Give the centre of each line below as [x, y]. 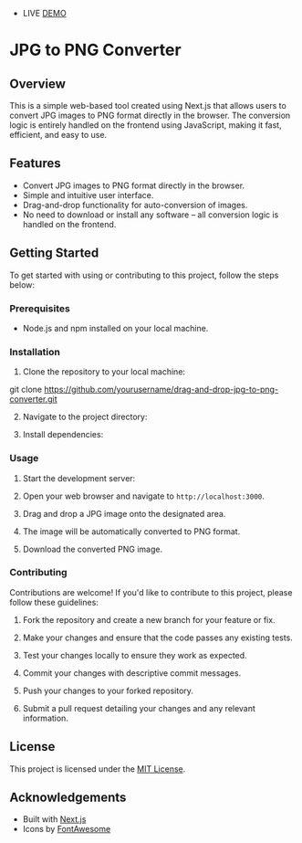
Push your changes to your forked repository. [108, 690]
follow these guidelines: [54, 602]
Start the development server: [79, 478]
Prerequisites [40, 308]
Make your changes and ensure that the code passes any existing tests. [158, 638]
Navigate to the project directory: [85, 417]
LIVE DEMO [44, 13]
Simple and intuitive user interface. [88, 195]
